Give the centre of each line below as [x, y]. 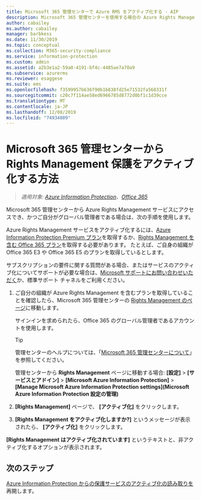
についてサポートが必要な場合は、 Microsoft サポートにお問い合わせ [100, 273]
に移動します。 [44, 308]
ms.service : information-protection [52, 56]
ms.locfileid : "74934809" [38, 118]
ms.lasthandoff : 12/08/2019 [41, 112]
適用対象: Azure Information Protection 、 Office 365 [84, 197]
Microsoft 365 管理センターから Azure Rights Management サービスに [92, 210]
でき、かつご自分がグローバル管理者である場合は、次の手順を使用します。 [103, 217]
